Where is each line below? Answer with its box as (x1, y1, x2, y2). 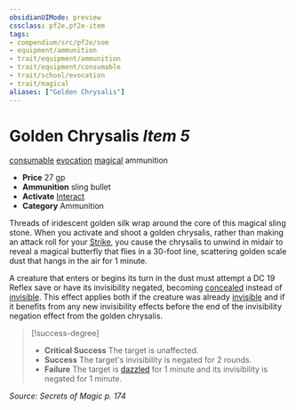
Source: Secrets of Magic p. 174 (9, 390, 126, 401)
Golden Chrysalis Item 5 (9, 125, 190, 146)
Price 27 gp (21, 173, 66, 183)
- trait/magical (9, 79, 69, 88)
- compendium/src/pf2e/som (9, 37, 109, 47)
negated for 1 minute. (44, 374, 123, 384)
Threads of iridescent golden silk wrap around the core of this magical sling (9, 218, 286, 229)
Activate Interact (21, 191, 85, 202)
